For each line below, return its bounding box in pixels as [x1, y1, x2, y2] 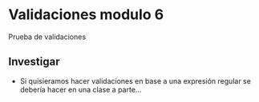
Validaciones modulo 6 [8, 6, 164, 24]
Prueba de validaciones [8, 32, 87, 41]
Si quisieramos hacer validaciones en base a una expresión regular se [19, 76, 251, 85]
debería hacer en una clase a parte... [19, 84, 142, 94]
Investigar [8, 55, 60, 69]
